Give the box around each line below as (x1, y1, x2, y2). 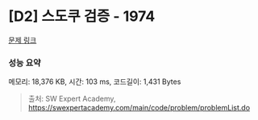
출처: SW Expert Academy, (27, 94, 116, 104)
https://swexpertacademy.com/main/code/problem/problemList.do (27, 103, 251, 113)
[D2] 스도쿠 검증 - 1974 (8, 7, 156, 26)
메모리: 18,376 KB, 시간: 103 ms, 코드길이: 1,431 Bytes (8, 77, 181, 86)
